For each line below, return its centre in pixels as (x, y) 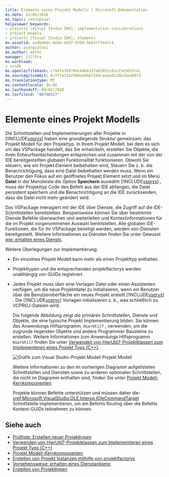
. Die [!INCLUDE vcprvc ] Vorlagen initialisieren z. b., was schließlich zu (85, 300)
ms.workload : (19, 62)
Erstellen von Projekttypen (40, 469)
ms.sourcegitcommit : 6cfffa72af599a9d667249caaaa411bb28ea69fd (73, 76)
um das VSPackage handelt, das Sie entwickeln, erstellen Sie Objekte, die (82, 149)
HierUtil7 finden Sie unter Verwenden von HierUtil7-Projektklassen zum (88, 342)
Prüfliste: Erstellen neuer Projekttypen (52, 437)
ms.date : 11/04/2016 (27, 15)
